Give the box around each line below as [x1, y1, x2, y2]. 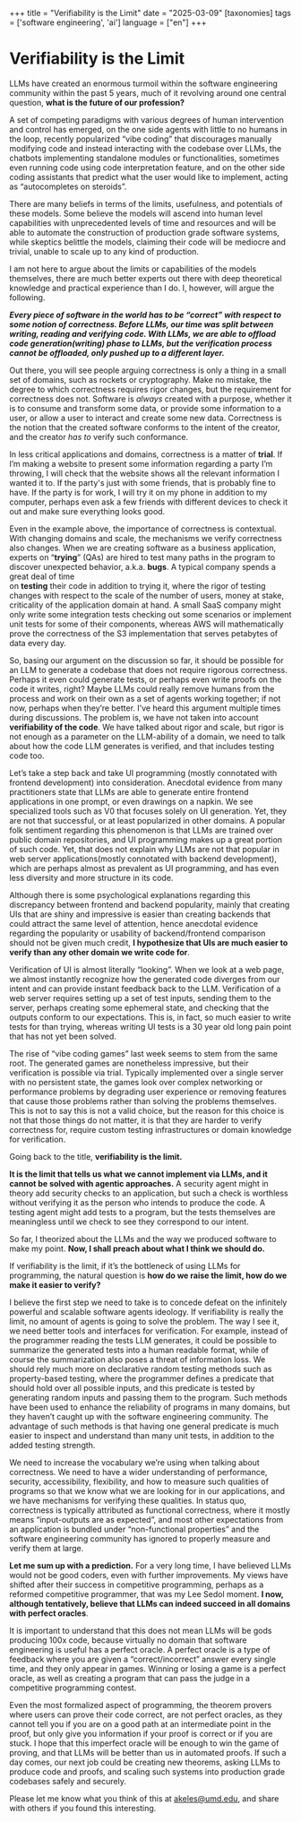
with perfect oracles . [9, 1608, 89, 1619]
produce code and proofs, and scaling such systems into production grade [9, 1766, 285, 1777]
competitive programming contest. [9, 1682, 137, 1693]
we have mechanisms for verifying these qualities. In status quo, [9, 1495, 247, 1506]
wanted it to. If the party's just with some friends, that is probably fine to [9, 477, 276, 488]
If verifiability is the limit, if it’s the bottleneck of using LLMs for [9, 1260, 241, 1271]
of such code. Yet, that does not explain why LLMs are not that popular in [9, 843, 279, 854]
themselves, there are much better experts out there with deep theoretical [9, 272, 282, 283]
